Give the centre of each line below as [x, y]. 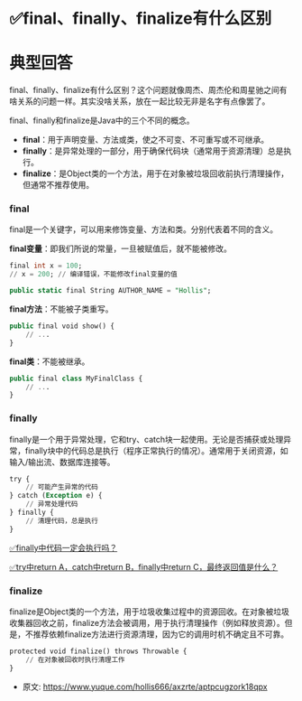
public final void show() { [62, 326]
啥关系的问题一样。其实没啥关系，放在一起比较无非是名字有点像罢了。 [140, 101]
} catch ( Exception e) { [56, 496]
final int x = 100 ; [46, 266]
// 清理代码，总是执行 [62, 520]
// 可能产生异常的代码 [62, 487]
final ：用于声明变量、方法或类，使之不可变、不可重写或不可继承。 [145, 140]
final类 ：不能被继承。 [50, 361]
